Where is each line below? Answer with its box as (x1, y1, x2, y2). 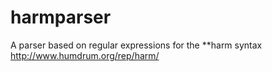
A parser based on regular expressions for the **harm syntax (10, 39, 263, 51)
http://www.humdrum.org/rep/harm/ (10, 49, 160, 61)
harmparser (10, 6, 112, 29)
